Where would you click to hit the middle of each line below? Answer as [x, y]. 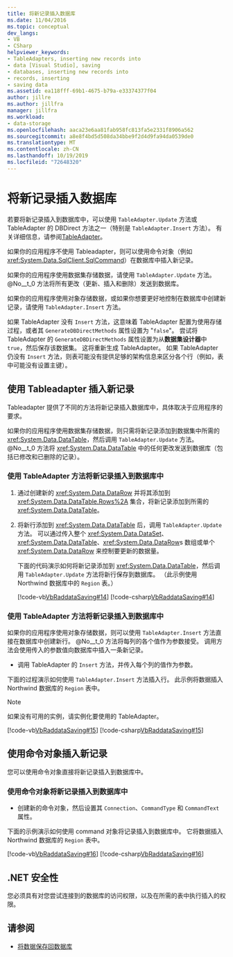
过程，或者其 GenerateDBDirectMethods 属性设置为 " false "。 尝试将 [103, 330]
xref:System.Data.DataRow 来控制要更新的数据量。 [90, 551]
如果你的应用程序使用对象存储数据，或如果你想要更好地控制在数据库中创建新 [116, 298]
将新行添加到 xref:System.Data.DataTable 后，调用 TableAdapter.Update [119, 524]
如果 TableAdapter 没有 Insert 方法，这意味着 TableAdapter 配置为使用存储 [114, 322]
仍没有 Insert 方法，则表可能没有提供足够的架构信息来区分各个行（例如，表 [115, 356]
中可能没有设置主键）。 [39, 365]
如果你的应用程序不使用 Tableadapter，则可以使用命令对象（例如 [100, 251]
